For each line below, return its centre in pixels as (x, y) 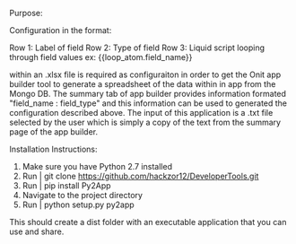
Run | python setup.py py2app (78, 205)
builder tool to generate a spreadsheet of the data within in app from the (143, 84)
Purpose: (26, 13)
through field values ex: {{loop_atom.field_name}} (101, 57)
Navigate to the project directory (83, 195)
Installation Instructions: (53, 149)
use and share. (37, 231)
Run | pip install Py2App (66, 186)
